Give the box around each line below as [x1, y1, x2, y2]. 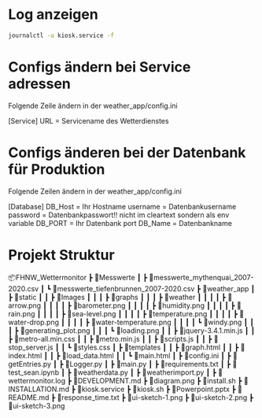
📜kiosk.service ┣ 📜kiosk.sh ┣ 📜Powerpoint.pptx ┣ [77, 384, 236, 394]
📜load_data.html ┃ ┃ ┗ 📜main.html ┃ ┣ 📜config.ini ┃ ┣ [61, 350, 231, 360]
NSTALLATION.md [8, 384, 69, 394]
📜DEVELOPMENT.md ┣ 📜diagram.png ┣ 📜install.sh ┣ [73, 375, 242, 385]
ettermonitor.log [8, 375, 65, 385]
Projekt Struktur [8, 246, 116, 264]
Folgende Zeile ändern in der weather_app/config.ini [8, 101, 179, 110]
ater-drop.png [8, 317, 60, 327]
